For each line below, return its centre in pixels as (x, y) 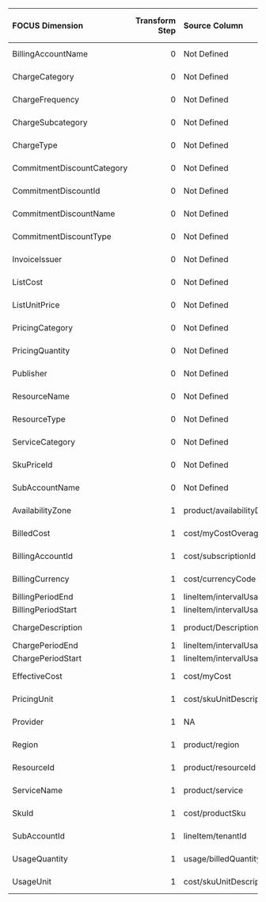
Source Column (213, 25)
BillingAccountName (50, 54)
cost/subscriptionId (219, 556)
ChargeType (35, 145)
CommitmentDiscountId (56, 191)
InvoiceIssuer (37, 259)
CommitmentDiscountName (64, 214)
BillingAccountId (43, 556)
